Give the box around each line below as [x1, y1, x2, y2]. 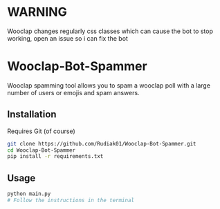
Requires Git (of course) [7, 127, 75, 135]
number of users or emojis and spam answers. [7, 88, 140, 97]
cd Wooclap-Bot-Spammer [7, 146, 76, 154]
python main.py [7, 190, 51, 197]
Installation [7, 108, 57, 121]
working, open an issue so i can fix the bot [7, 34, 128, 42]
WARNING [7, 4, 67, 20]
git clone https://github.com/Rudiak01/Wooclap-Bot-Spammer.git [7, 140, 196, 147]
